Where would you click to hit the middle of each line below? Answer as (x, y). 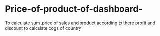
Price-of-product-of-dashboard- (74, 9)
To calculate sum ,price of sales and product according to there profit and (80, 23)
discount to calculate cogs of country (43, 28)
